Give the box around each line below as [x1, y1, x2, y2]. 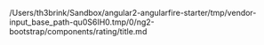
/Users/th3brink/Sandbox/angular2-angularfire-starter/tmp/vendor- [9, 8, 257, 18]
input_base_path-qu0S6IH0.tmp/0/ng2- [9, 17, 155, 27]
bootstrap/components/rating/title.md [9, 26, 148, 36]
